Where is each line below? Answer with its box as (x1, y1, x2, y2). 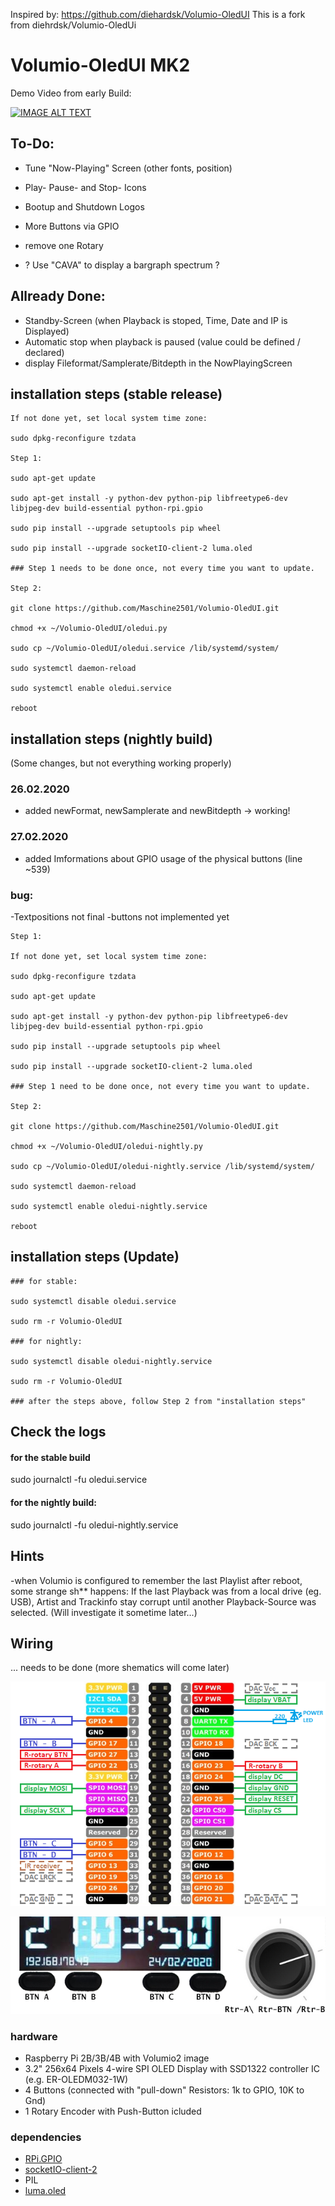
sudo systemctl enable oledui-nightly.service (10, 1202, 208, 1212)
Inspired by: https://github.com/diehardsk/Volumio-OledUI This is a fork (10, 9, 306, 20)
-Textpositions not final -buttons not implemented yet (10, 911, 230, 923)
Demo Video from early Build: (10, 87, 132, 99)
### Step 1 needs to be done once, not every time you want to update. (10, 564, 315, 574)
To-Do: (10, 135, 55, 153)
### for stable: (10, 1276, 78, 1286)
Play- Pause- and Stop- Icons (24, 181, 147, 193)
